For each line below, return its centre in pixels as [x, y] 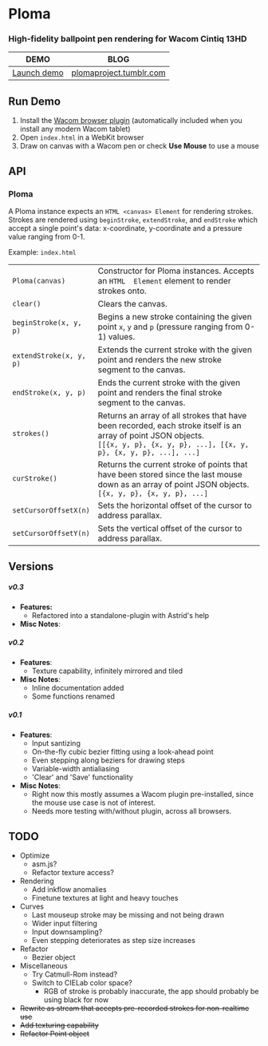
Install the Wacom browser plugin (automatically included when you [131, 121]
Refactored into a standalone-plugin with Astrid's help [120, 616]
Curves [32, 906]
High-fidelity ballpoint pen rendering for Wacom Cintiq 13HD [128, 39]
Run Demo [35, 101]
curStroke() [35, 478]
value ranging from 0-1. [47, 236]
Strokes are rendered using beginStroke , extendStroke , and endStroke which [133, 220]
